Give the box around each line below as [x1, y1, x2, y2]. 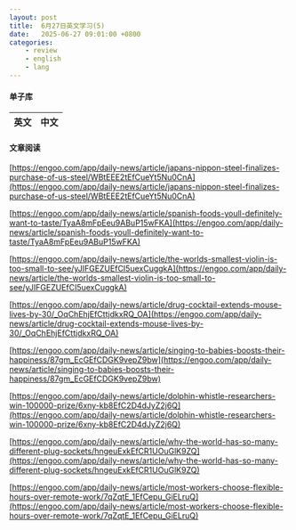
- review [25, 46, 58, 55]
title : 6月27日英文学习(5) [9, 21, 105, 30]
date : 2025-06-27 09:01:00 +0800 [9, 29, 141, 38]
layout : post [9, 12, 58, 22]
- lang [25, 63, 50, 72]
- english [25, 54, 62, 63]
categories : [9, 37, 53, 47]
